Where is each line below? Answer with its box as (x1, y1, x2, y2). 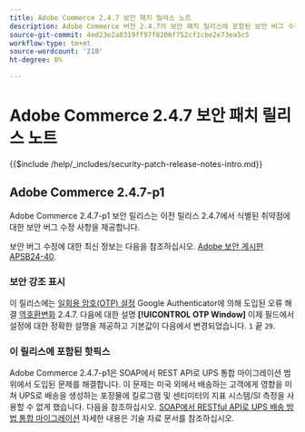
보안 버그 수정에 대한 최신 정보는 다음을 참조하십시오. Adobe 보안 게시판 (9, 241, 264, 251)
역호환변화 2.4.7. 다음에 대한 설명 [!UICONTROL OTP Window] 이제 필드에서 (18, 309, 295, 320)
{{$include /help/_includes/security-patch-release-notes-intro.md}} (9, 158, 263, 169)
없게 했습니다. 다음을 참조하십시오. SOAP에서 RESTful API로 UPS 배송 (35, 401, 285, 413)
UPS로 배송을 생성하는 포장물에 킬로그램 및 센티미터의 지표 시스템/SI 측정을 (18, 390, 285, 401)
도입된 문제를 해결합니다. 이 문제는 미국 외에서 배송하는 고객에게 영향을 (33, 378, 283, 390)
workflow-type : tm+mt (9, 38, 92, 48)
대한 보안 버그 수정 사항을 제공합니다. (9, 221, 141, 232)
